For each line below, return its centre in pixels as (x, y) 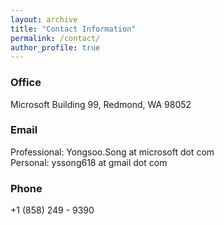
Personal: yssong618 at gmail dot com (89, 162)
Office (26, 83)
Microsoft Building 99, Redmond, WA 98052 (101, 104)
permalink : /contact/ (55, 38)
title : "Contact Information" (73, 29)
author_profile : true (55, 47)
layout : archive (44, 19)
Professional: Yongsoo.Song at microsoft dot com (112, 152)
